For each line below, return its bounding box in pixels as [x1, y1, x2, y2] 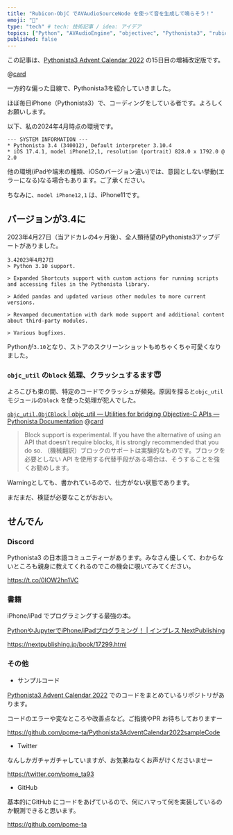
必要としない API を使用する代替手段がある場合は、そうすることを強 [24, 455, 221, 464]
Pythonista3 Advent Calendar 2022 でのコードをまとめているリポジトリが [7, 691, 219, 699]
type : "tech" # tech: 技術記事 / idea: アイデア [7, 23, 142, 30]
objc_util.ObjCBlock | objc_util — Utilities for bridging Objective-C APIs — [7, 410, 220, 419]
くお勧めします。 [24, 464, 73, 472]
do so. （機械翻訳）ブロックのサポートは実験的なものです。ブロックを [24, 446, 226, 455]
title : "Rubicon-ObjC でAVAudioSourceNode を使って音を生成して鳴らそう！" [7, 10, 214, 17]
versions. [7, 299, 36, 306]
